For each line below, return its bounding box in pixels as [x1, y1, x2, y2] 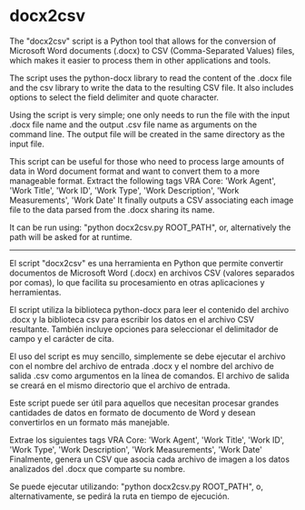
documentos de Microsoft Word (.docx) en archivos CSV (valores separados [9, 267, 295, 278]
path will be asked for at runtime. [9, 231, 133, 242]
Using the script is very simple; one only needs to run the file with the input [9, 109, 290, 120]
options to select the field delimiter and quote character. [9, 92, 220, 103]
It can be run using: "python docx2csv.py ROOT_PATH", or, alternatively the [9, 222, 291, 233]
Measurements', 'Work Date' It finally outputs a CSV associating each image [9, 195, 294, 205]
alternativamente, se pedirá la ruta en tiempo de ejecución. [9, 490, 230, 501]
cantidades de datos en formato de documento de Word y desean [9, 406, 256, 418]
